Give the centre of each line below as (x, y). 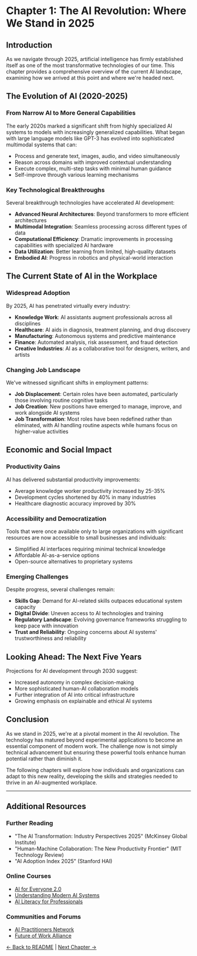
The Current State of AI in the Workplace (82, 276)
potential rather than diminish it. (45, 759)
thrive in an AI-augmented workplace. (52, 782)
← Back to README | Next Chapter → (51, 947)
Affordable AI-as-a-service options (57, 555)
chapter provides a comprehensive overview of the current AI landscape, (94, 71)
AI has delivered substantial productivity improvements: (73, 479)
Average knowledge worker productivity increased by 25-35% (90, 491)
